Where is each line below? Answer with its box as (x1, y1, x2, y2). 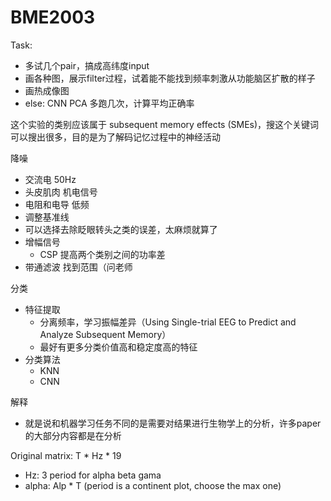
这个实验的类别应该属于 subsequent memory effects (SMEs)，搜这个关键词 (10, 118, 320, 130)
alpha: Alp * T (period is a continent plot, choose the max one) (24, 479, 282, 491)
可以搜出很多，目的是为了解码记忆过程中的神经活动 (10, 131, 221, 143)
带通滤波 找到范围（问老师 (24, 261, 133, 273)
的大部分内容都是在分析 (24, 429, 122, 441)
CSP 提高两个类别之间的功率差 (39, 248, 166, 260)
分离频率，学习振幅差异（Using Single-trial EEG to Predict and (39, 316, 297, 328)
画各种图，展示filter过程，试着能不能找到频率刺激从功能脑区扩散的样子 (24, 72, 316, 84)
